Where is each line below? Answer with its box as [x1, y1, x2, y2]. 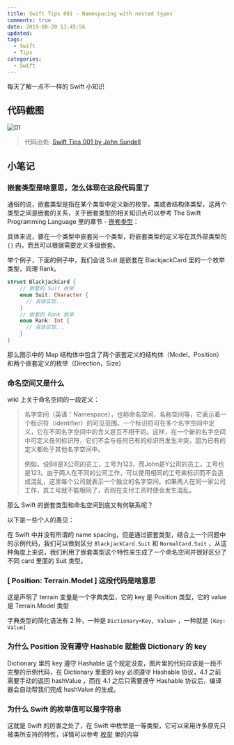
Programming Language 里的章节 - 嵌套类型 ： [7, 218, 139, 226]
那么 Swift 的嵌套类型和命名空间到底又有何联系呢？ [7, 501, 153, 509]
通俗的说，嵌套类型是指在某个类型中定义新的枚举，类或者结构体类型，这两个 [7, 200, 227, 209]
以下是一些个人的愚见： [7, 516, 75, 524]
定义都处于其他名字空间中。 [24, 445, 104, 453]
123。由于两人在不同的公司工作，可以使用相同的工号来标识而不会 [30, 469, 218, 477]
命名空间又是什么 [7, 378, 65, 388]
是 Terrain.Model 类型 [7, 601, 70, 610]
